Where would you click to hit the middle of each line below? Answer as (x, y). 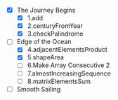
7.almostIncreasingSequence (69, 73)
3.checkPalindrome (55, 34)
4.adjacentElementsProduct (67, 50)
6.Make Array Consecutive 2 (68, 65)
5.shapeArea (46, 57)
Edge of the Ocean (44, 42)
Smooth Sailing (39, 89)
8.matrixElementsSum (59, 81)
